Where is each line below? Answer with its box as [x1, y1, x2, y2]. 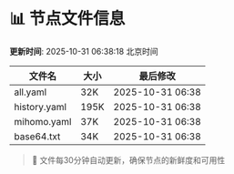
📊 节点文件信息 [9, 8, 126, 29]
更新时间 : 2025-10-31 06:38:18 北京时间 [9, 46, 158, 56]
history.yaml [14, 100, 66, 113]
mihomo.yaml [14, 115, 72, 128]
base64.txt [14, 129, 61, 142]
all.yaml [14, 86, 47, 98]
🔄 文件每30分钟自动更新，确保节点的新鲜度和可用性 [31, 154, 226, 165]
